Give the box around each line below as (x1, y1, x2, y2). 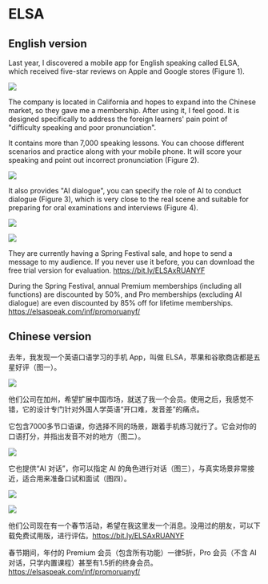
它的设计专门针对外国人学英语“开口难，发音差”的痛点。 (22, 404, 204, 414)
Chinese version (8, 330, 92, 343)
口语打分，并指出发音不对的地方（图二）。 (8, 431, 146, 441)
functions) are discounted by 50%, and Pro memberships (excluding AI (8, 290, 242, 299)
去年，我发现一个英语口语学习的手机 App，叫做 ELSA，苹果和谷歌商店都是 (8, 352, 254, 362)
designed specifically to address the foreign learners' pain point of (8, 114, 228, 124)
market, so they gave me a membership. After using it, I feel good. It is (8, 106, 240, 115)
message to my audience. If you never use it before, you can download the (8, 258, 255, 266)
